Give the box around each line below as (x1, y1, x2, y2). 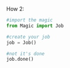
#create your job (6, 34, 51, 40)
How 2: (6, 6, 24, 12)
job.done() (6, 56, 34, 62)
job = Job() (6, 39, 37, 45)
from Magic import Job (6, 23, 64, 29)
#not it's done (6, 50, 45, 57)
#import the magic (6, 17, 53, 23)
